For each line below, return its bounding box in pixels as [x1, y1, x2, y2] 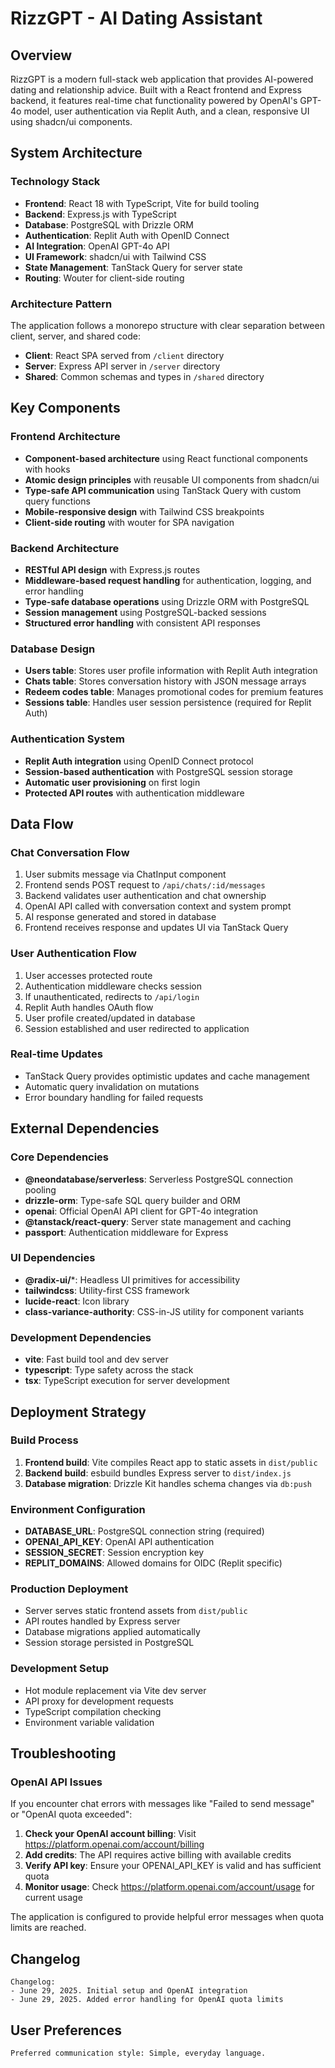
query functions [24, 495, 91, 507]
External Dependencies [10, 1120, 160, 1137]
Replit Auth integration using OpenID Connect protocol [24, 755, 254, 767]
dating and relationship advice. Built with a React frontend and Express [10, 84, 302, 96]
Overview [10, 47, 73, 64]
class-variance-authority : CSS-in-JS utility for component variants [24, 1305, 305, 1317]
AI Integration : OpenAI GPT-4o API [24, 240, 170, 252]
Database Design [10, 642, 96, 656]
